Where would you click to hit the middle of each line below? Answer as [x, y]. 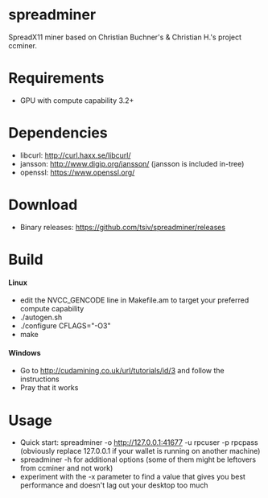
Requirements [56, 78]
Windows [25, 352]
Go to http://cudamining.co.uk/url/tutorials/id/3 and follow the [122, 371]
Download [43, 205]
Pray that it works [49, 388]
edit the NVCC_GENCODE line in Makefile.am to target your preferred [134, 300]
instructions [40, 379]
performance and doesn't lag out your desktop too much [114, 485]
